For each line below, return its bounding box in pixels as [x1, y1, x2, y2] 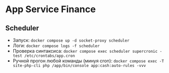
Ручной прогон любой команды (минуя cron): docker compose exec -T [12, 58, 164, 64]
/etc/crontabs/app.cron [24, 53, 75, 58]
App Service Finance [5, 4, 96, 15]
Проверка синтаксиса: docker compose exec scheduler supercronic [12, 48, 158, 54]
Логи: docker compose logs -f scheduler [12, 43, 100, 49]
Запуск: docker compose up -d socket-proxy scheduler [12, 37, 130, 43]
